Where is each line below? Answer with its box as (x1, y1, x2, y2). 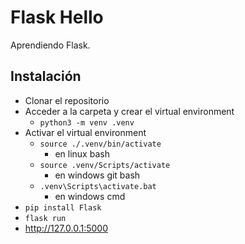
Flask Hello (10, 6, 104, 29)
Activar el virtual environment (24, 126, 147, 138)
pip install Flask (24, 202, 102, 213)
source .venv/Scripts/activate (39, 160, 171, 170)
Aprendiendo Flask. (10, 39, 91, 51)
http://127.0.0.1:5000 (24, 222, 108, 234)
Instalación (10, 68, 82, 85)
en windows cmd (54, 190, 126, 202)
